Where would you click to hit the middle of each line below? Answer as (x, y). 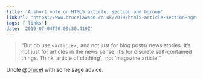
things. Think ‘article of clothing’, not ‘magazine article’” (91, 58)
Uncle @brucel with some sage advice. (55, 70)
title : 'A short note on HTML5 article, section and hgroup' (85, 12)
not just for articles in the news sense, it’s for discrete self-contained (106, 52)
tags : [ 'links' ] (27, 23)
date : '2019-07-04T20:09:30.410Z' (50, 28)
